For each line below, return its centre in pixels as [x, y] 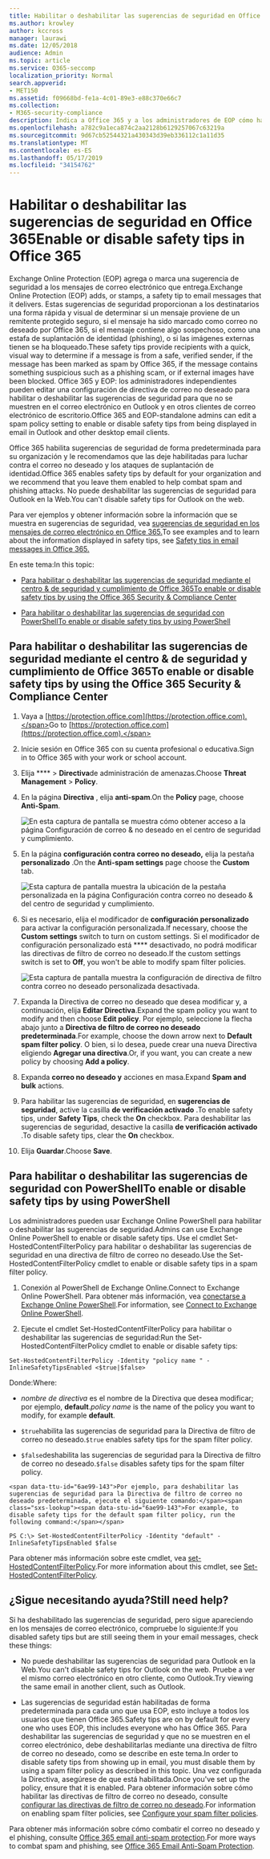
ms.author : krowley [42, 23]
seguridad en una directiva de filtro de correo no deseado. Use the [118, 1254]
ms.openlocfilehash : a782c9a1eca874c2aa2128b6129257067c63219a [117, 128]
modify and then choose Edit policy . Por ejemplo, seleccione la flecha [136, 1019]
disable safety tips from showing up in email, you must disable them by [138, 1762]
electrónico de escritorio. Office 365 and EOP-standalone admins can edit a [133, 416]
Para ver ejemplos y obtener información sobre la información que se [123, 515]
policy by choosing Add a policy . [75, 1061]
